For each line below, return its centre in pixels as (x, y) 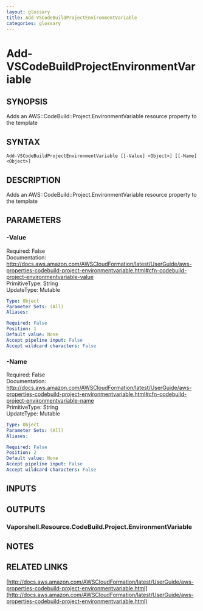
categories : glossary (34, 23)
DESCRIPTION (33, 180)
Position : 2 (21, 453)
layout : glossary (28, 12)
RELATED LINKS (37, 567)
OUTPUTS (26, 509)
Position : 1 (21, 329)
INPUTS (21, 489)
